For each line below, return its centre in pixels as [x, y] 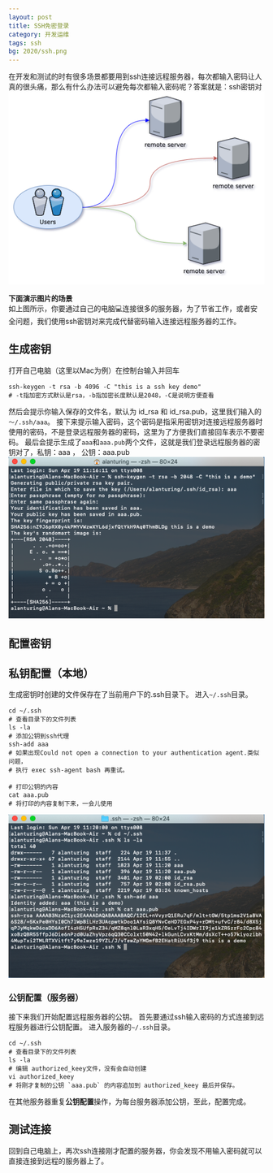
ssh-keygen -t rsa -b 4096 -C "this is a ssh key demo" [105, 387]
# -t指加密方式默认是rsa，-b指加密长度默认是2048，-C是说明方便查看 [111, 395]
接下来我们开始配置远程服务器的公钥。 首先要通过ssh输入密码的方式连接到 [133, 1017]
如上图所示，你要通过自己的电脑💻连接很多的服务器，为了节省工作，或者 [130, 308]
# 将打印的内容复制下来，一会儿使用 [61, 804]
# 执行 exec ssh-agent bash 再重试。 [68, 770]
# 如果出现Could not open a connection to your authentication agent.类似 [134, 753]
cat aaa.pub [28, 795]
